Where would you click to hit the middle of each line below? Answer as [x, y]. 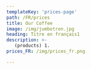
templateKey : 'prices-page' [42, 12]
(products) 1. [32, 46]
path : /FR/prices [28, 18]
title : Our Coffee [29, 23]
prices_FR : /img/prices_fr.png [46, 51]
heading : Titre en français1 [43, 34]
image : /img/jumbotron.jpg [40, 29]
